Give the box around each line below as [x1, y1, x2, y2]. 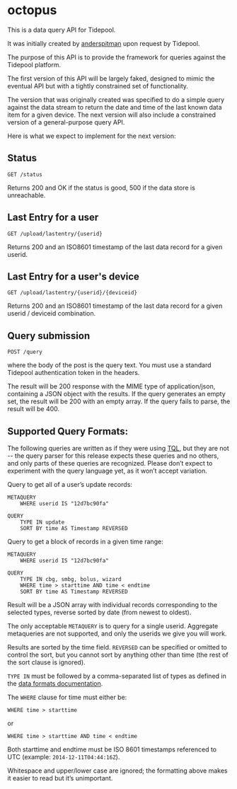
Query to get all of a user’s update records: [7, 480, 133, 488]
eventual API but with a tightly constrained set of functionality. [7, 81, 189, 90]
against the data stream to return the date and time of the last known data [7, 103, 222, 111]
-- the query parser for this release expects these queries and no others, [7, 451, 219, 460]
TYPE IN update [20, 519, 65, 526]
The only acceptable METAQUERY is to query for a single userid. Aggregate [7, 622, 219, 630]
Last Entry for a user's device [7, 270, 140, 282]
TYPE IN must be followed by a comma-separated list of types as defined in [7, 672, 226, 680]
